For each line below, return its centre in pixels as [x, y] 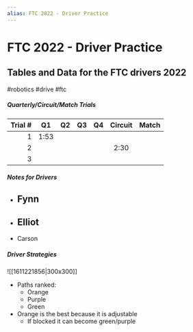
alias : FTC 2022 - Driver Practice [58, 13]
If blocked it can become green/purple [81, 321]
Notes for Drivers [32, 177]
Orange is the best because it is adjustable [77, 314]
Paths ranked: [37, 285]
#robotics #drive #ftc [37, 89]
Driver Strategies [32, 254]
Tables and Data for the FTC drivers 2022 [97, 73]
